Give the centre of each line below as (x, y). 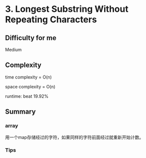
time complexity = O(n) (28, 77)
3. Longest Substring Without (67, 9)
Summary (20, 112)
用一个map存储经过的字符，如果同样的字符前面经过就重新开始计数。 (74, 137)
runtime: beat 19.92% (27, 96)
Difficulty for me (31, 38)
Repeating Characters (51, 20)
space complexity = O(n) (30, 86)
